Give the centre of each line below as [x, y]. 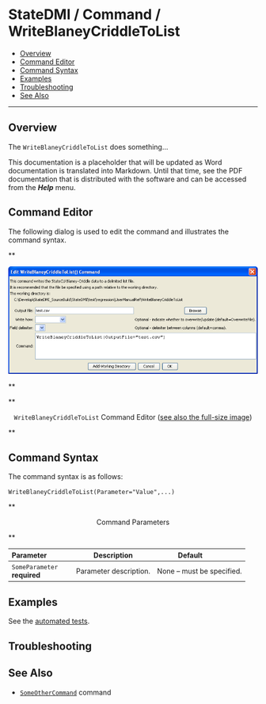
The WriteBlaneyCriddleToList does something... [88, 147]
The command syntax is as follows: [66, 477]
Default [190, 555]
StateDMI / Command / [84, 15]
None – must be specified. [200, 571]
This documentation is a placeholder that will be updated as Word [115, 162]
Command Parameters [133, 522]
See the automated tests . [49, 621]
